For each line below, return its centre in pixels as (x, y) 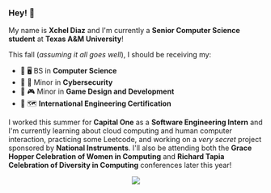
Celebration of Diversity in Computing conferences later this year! (120, 166)
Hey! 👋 (21, 13)
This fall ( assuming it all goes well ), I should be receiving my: (110, 55)
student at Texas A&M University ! (66, 39)
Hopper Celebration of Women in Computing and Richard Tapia (116, 157)
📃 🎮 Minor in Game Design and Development (97, 91)
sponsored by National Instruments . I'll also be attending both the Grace (130, 148)
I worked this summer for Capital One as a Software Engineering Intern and (135, 122)
